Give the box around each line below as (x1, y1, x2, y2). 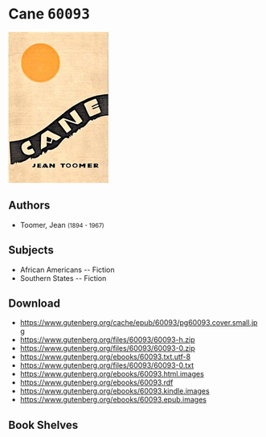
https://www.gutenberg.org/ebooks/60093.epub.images (19, 395, 207, 405)
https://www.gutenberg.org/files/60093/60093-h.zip (19, 335, 195, 344)
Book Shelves (8, 418, 79, 431)
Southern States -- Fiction (19, 273, 107, 282)
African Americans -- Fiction (19, 265, 115, 274)
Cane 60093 (8, 5, 91, 23)
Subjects (8, 243, 54, 258)
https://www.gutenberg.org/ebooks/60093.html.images (19, 369, 205, 379)
